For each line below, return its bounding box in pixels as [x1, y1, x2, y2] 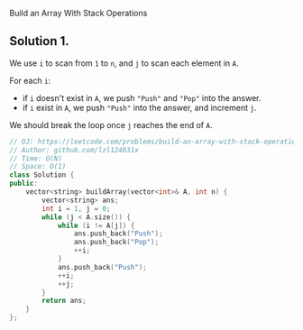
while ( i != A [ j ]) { [57, 221, 135, 230]
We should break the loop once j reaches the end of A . [9, 119, 213, 130]
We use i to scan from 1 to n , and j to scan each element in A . [9, 58, 239, 69]
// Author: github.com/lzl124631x [9, 145, 140, 154]
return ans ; [41, 297, 87, 306]
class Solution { [9, 170, 75, 179]
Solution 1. [9, 33, 69, 49]
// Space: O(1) [9, 162, 67, 171]
